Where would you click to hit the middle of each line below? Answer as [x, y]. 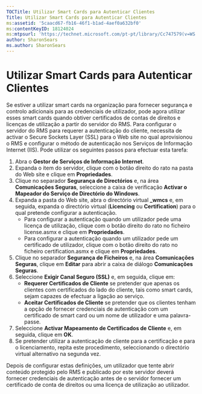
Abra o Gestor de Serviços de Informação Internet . [79, 161]
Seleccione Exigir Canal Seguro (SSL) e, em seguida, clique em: [95, 277]
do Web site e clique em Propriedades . [64, 174]
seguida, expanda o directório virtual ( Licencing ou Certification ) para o [105, 206]
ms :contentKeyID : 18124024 [40, 29]
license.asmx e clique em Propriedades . [74, 232]
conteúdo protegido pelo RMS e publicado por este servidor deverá [90, 372]
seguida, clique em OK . [44, 334]
